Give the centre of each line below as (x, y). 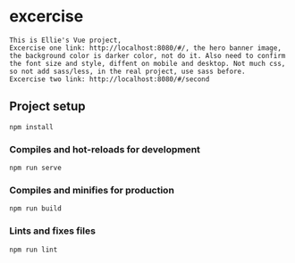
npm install (31, 127)
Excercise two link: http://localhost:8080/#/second (110, 79)
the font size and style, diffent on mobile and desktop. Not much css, (147, 63)
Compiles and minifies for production (92, 190)
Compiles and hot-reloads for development (105, 149)
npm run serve (36, 168)
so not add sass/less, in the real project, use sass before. (127, 71)
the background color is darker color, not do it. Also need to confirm (147, 55)
